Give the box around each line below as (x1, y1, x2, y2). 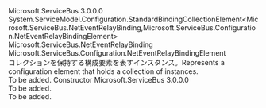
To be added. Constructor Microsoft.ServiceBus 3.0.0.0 (8, 75, 189, 84)
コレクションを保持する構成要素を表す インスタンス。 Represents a (8, 58, 225, 67)
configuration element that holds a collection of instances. (8, 67, 199, 76)
